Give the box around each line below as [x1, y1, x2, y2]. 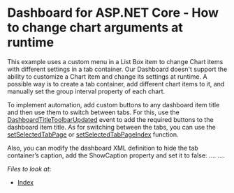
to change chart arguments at [7, 20, 184, 36]
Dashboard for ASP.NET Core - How [7, 5, 219, 21]
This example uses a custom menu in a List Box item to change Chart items [7, 57, 224, 65]
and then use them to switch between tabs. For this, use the [7, 108, 180, 116]
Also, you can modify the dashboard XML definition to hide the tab [7, 144, 199, 152]
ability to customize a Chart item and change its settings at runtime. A [7, 72, 207, 81]
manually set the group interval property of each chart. [7, 87, 166, 95]
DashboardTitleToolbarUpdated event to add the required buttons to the [7, 115, 214, 123]
